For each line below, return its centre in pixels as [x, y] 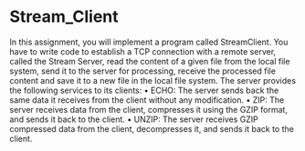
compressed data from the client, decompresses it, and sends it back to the [152, 128]
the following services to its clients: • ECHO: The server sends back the [144, 90]
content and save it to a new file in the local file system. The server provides [153, 80]
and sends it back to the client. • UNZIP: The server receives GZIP [134, 119]
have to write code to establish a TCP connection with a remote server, [143, 51]
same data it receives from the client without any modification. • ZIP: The [147, 100]
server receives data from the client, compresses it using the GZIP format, [148, 109]
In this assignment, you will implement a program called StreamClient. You [149, 42]
